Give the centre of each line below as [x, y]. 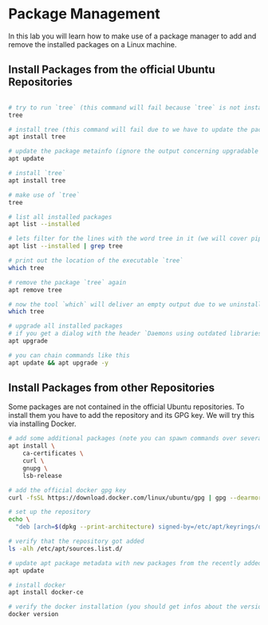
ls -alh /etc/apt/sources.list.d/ [66, 548]
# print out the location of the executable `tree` [96, 261]
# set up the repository [49, 512]
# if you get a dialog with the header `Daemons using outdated [117, 334]
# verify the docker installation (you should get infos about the [123, 607]
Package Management [85, 14]
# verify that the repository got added [77, 541]
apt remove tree [35, 290]
